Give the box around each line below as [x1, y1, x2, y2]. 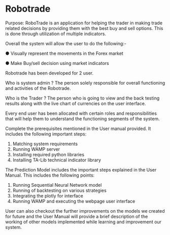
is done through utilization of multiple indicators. [5, 30, 107, 37]
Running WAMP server [12, 146, 60, 152]
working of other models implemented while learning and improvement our [5, 219, 161, 225]
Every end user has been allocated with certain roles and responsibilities [5, 110, 157, 116]
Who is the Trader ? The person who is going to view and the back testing [5, 95, 160, 101]
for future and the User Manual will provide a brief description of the [5, 213, 148, 219]
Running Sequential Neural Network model [12, 182, 102, 188]
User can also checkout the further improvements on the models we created [5, 208, 165, 214]
